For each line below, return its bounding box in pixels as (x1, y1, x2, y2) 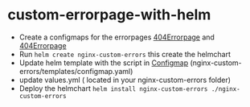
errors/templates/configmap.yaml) (18, 66, 133, 76)
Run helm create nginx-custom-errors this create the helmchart (18, 49, 231, 59)
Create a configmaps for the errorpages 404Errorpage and (18, 32, 215, 42)
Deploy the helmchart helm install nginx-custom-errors (18, 83, 208, 93)
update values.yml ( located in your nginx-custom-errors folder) (18, 75, 231, 84)
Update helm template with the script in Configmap (18, 58, 189, 68)
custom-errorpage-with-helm (7, 6, 211, 24)
